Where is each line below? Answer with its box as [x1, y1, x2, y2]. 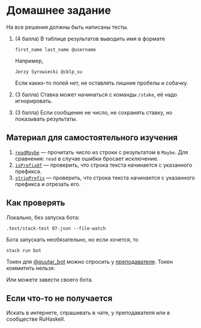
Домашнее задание [6, 4, 111, 17]
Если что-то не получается [6, 293, 113, 303]
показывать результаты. [14, 115, 78, 122]
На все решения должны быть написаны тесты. [6, 23, 129, 31]
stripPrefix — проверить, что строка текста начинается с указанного [14, 174, 195, 181]
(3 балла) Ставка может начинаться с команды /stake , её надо [14, 91, 178, 98]
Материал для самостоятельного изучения [6, 133, 178, 143]
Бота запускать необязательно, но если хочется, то [6, 236, 139, 243]
